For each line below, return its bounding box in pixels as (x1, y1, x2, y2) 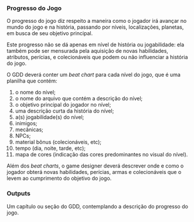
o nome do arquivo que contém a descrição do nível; (15, 95, 143, 102)
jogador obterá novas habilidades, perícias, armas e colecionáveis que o (6, 169, 182, 176)
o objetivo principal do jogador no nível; (15, 101, 111, 108)
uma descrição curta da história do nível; (15, 107, 114, 115)
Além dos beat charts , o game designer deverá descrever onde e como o (6, 162, 184, 169)
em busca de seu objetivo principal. (6, 30, 93, 37)
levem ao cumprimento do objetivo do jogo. (6, 175, 112, 182)
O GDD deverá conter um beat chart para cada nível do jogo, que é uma (6, 71, 181, 78)
